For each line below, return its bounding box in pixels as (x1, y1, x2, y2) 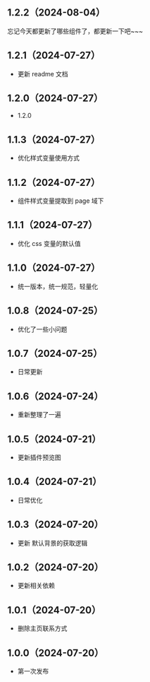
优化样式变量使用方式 (17, 154, 80, 163)
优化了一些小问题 (17, 324, 68, 334)
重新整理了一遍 (17, 411, 61, 419)
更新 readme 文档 (17, 69, 68, 78)
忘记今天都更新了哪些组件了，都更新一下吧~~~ (7, 27, 143, 35)
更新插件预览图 (17, 453, 61, 461)
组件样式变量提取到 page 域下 (17, 196, 104, 205)
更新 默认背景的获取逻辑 (17, 539, 88, 547)
